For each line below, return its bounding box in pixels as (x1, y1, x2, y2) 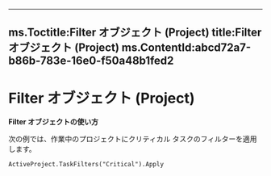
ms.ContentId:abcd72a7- (121, 41, 252, 55)
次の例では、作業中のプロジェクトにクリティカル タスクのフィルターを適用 (8, 134, 257, 144)
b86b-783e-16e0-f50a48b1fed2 (8, 54, 174, 68)
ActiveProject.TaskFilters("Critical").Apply (8, 161, 164, 169)
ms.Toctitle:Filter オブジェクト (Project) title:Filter (8, 26, 262, 40)
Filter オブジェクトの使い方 (8, 117, 99, 127)
